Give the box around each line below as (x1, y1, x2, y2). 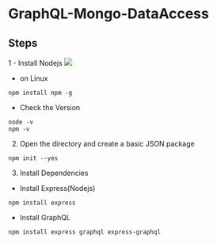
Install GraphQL (19, 213, 71, 222)
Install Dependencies (19, 168, 89, 177)
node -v (8, 118, 34, 126)
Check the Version (19, 103, 81, 112)
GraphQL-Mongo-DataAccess (8, 5, 210, 23)
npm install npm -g (8, 89, 73, 97)
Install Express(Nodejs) (19, 184, 96, 193)
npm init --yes (8, 154, 59, 162)
